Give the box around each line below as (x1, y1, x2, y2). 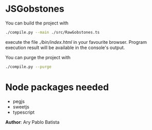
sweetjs (12, 103, 30, 110)
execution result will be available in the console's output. (5, 44, 125, 50)
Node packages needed (5, 81, 109, 93)
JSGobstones (5, 3, 65, 15)
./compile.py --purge (5, 64, 52, 69)
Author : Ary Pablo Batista (5, 119, 60, 125)
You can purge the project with (5, 54, 71, 60)
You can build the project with (5, 20, 69, 26)
